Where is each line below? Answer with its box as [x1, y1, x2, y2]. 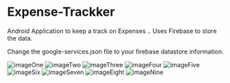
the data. [7, 34, 32, 42]
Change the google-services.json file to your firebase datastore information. [7, 47, 224, 56]
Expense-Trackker [7, 4, 115, 20]
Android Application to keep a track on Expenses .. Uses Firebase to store [7, 27, 218, 35]
